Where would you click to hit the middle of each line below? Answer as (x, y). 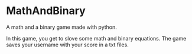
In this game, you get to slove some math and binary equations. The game (96, 38)
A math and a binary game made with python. (61, 27)
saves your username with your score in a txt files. (67, 45)
